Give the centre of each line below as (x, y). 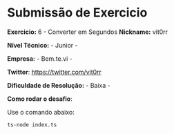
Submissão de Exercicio (77, 13)
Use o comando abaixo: (41, 112)
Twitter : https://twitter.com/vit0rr (55, 72)
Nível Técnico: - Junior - (42, 45)
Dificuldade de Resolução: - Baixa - (59, 85)
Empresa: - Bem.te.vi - (40, 58)
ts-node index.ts (32, 125)
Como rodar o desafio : (40, 99)
